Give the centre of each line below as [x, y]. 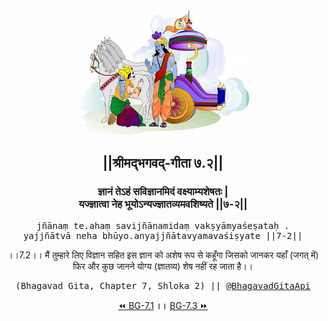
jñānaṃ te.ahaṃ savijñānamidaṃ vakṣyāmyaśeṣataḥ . [163, 225]
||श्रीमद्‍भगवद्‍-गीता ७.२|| [163, 163]
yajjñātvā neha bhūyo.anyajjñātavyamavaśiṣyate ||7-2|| [163, 235]
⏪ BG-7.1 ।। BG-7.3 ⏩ [163, 305]
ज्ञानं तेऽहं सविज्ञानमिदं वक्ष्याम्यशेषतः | [163, 192]
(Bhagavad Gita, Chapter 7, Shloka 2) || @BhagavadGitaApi [162, 285]
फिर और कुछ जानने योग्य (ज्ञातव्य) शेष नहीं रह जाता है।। [163, 266]
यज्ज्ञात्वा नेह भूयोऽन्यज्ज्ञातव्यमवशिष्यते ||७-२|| [163, 204]
